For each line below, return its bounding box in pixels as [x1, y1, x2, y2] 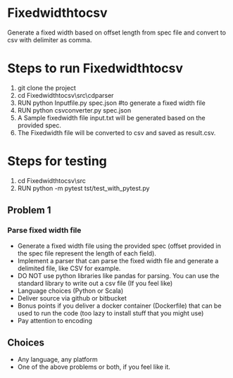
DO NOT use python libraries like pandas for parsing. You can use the [17, 271, 220, 279]
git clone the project [17, 83, 76, 92]
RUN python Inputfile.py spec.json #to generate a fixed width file [17, 99, 206, 107]
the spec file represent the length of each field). [17, 248, 157, 258]
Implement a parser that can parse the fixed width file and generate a [17, 256, 219, 265]
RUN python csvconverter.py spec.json [17, 106, 132, 114]
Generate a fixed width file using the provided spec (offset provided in [17, 241, 222, 250]
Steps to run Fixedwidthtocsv [7, 61, 183, 77]
